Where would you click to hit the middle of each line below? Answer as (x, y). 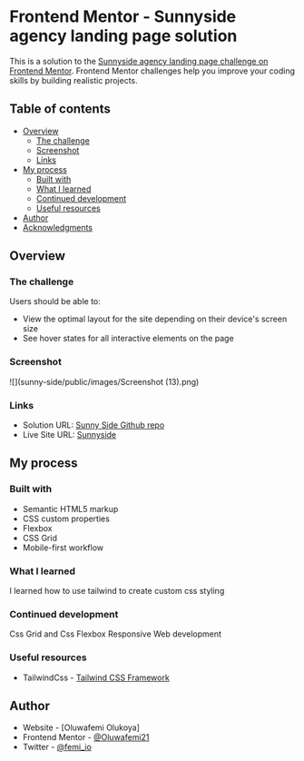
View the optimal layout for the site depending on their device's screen (155, 319)
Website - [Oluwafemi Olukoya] (81, 727)
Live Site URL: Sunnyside (69, 435)
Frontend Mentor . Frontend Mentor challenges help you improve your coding (152, 71)
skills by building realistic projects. (74, 80)
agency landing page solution (123, 36)
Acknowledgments (58, 227)
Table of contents (60, 109)
